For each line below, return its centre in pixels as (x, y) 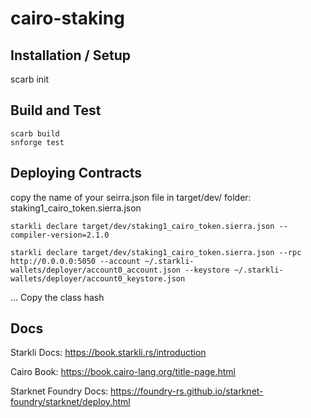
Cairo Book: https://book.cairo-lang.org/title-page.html (123, 372)
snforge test (37, 142)
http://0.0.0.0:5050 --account (75, 261)
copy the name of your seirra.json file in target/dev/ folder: (131, 197)
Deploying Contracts (76, 173)
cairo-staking (67, 18)
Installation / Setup (70, 55)
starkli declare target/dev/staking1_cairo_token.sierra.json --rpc (156, 252)
